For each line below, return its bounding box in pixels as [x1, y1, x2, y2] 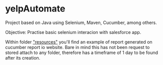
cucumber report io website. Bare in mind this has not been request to [5, 44, 150, 50]
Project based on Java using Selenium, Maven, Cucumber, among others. [5, 19, 157, 25]
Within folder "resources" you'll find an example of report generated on [5, 38, 153, 45]
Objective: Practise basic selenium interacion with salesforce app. [5, 29, 141, 35]
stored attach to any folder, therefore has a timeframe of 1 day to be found [5, 49, 158, 55]
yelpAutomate [5, 3, 66, 14]
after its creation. [5, 54, 41, 60]
